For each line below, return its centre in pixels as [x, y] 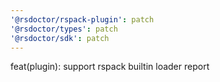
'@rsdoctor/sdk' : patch [60, 38]
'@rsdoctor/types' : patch [64, 29]
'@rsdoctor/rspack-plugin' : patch [82, 19]
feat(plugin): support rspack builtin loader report [110, 67]
